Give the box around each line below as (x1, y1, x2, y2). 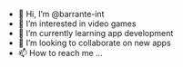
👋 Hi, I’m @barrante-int (17, 9, 105, 19)
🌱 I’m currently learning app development (17, 28, 174, 38)
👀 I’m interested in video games (17, 18, 137, 29)
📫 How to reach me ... (17, 48, 103, 58)
